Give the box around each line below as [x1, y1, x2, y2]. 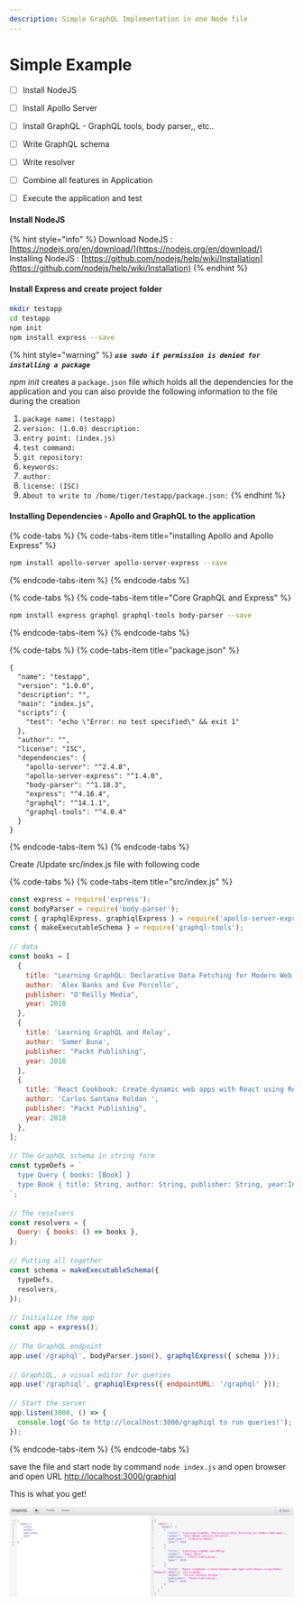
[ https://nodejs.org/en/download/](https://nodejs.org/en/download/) [9, 243, 263, 254]
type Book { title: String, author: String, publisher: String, [17, 1180, 264, 1189]
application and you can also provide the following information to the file [9, 386, 278, 397]
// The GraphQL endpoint [9, 1342, 103, 1351]
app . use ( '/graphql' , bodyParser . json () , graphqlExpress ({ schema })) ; [9, 1351, 280, 1361]
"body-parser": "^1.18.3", [25, 780, 127, 789]
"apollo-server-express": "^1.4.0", [25, 771, 164, 780]
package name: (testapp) [22, 415, 116, 424]
